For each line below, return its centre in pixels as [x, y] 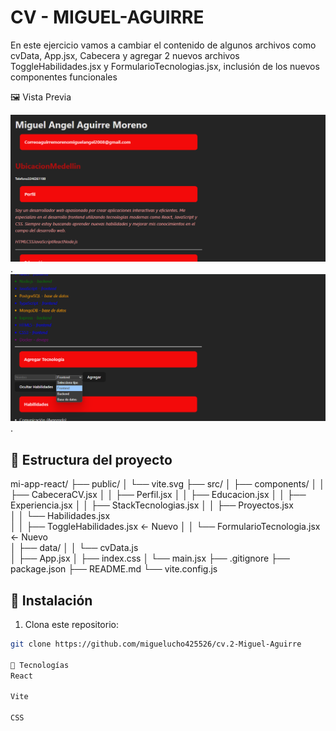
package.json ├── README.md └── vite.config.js [114, 569]
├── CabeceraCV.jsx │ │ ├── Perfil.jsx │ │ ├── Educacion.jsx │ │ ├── [158, 495]
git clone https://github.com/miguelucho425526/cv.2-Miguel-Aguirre [156, 644]
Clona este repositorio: [71, 625]
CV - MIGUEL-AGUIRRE [107, 17]
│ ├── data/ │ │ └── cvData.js [74, 548]
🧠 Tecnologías [40, 665]
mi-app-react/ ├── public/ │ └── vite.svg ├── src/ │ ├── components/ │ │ [168, 484]
